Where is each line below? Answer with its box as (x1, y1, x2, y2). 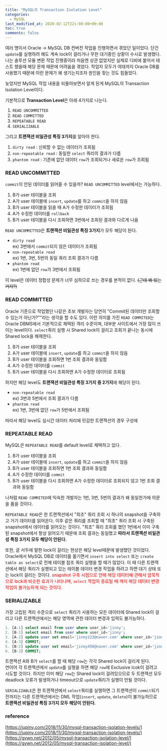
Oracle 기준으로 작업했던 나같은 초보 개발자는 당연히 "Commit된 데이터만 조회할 (5, 308, 160, 314)
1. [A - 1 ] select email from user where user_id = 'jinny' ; (5, 625, 126, 631)
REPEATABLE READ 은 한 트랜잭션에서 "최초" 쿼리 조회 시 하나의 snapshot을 (5, 511, 148, 517)
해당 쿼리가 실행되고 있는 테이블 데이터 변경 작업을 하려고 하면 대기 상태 (18, 565, 157, 572)
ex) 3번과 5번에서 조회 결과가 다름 (12, 395, 79, 401)
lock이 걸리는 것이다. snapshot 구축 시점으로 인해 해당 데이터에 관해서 (10, 572, 147, 578)
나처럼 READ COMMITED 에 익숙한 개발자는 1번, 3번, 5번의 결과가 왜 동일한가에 (5, 494, 151, 500)
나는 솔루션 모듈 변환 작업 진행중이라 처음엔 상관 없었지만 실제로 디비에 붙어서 (5, 57, 155, 63)
